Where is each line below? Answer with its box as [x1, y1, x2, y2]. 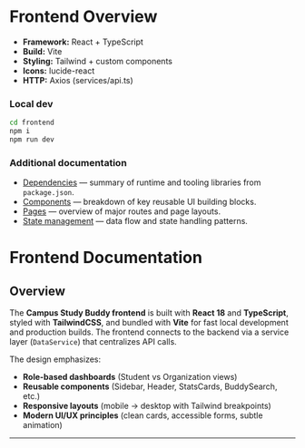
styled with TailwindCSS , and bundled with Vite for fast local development [9, 317, 289, 328]
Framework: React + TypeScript [22, 36, 143, 47]
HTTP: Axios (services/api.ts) [22, 74, 133, 85]
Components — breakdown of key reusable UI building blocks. [22, 197, 257, 208]
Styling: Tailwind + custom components [22, 55, 172, 66]
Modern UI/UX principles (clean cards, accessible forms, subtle [22, 410, 263, 421]
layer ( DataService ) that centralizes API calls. [9, 336, 177, 347]
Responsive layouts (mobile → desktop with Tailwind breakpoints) [22, 401, 272, 412]
